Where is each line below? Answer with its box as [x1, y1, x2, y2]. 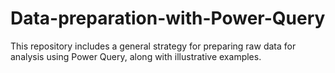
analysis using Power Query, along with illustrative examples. [10, 50, 262, 62]
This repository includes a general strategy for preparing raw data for [10, 40, 297, 52]
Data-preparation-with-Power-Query [10, 7, 326, 30]
